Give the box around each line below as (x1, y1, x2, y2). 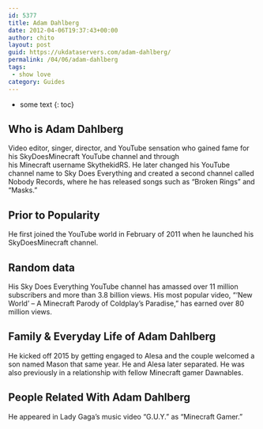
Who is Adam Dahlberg (8, 122, 124, 135)
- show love (11, 70, 51, 78)
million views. (8, 306, 53, 317)
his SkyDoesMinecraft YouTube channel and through (8, 152, 180, 161)
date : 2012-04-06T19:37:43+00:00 (8, 26, 118, 34)
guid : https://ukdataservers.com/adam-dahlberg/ (8, 48, 171, 56)
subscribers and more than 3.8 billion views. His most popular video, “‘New (8, 290, 253, 299)
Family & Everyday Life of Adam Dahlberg (8, 330, 216, 344)
